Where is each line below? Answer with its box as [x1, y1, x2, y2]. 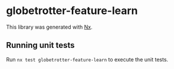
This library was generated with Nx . [6, 23, 93, 30]
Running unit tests [6, 40, 75, 50]
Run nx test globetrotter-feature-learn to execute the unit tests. [6, 56, 169, 63]
